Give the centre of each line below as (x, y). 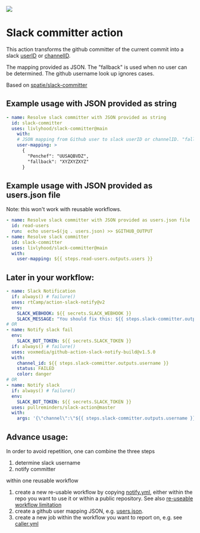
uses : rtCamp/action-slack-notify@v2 (58, 302)
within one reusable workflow (42, 480)
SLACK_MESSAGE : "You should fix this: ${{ (70, 319)
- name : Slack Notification (41, 291)
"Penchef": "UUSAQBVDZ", (58, 156)
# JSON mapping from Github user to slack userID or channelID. (98, 140)
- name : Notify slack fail (40, 330)
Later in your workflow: (50, 278)
